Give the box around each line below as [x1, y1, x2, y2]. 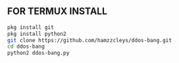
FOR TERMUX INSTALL [7, 6, 108, 17]
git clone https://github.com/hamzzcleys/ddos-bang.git [7, 37, 172, 44]
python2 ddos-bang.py [7, 50, 70, 57]
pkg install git [7, 24, 54, 30]
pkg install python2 [7, 30, 67, 37]
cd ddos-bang [7, 43, 45, 51]
